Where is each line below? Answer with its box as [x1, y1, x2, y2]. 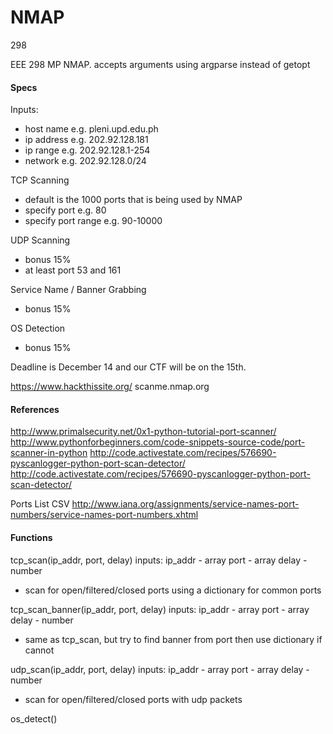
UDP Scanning [10, 234, 71, 246]
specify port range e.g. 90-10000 [24, 215, 163, 227]
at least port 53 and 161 [24, 264, 122, 276]
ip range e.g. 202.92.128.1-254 [24, 144, 151, 156]
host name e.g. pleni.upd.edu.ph [24, 123, 159, 135]
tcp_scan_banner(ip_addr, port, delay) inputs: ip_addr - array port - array [10, 603, 310, 615]
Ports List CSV [10, 498, 70, 510]
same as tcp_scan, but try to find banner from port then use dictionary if [24, 633, 323, 645]
